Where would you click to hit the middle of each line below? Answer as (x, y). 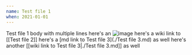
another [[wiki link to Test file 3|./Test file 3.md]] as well (73, 45)
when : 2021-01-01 (27, 17)
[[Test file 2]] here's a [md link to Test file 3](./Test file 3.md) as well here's (96, 39)
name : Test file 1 (28, 11)
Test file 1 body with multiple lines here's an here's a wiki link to (93, 33)
